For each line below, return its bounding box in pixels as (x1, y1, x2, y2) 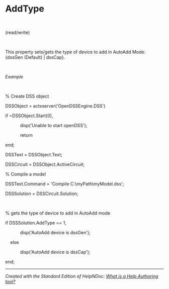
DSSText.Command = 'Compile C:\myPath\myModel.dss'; (5, 180, 124, 186)
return (20, 132, 33, 138)
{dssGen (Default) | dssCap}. (5, 54, 65, 60)
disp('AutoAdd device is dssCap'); (20, 249, 91, 255)
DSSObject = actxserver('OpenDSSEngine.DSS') (5, 103, 106, 109)
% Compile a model (5, 171, 46, 177)
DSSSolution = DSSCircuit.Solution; (5, 190, 78, 197)
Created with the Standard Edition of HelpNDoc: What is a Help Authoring (5, 273, 158, 279)
